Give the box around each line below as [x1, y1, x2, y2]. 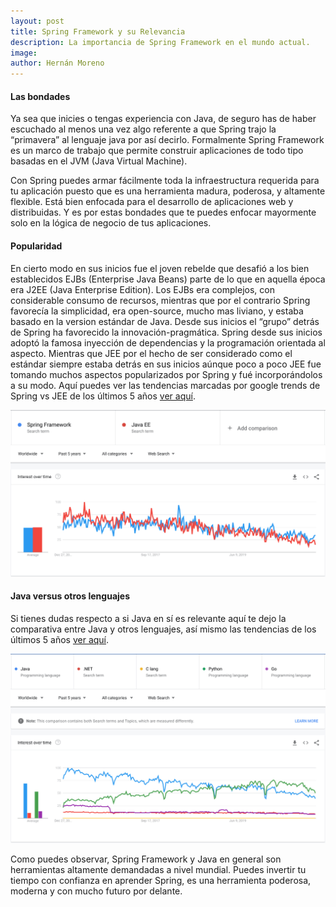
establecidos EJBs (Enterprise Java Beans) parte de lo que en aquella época [10, 273, 326, 285]
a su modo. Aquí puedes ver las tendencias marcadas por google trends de [10, 379, 321, 391]
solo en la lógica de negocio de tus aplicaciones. [10, 217, 212, 229]
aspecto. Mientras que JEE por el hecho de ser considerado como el [10, 347, 293, 359]
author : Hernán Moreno [10, 58, 105, 69]
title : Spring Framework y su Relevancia [10, 26, 186, 37]
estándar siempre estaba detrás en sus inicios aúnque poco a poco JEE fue [10, 358, 322, 370]
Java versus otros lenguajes [10, 590, 130, 602]
